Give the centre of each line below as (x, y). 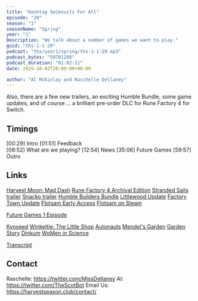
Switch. (16, 109)
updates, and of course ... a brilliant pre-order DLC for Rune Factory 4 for (98, 103)
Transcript (19, 244)
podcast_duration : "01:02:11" (45, 63)
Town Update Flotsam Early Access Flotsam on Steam (74, 203)
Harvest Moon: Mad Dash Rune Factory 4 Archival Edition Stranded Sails (97, 190)
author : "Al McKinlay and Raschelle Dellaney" (66, 80)
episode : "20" (24, 18)
